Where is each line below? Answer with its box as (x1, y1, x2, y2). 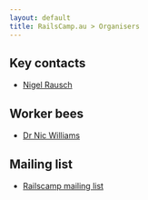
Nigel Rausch (22, 79, 73, 91)
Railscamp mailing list (22, 180, 104, 191)
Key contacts (9, 55, 86, 71)
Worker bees (9, 105, 84, 121)
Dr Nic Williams (22, 130, 80, 141)
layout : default (9, 13, 71, 23)
